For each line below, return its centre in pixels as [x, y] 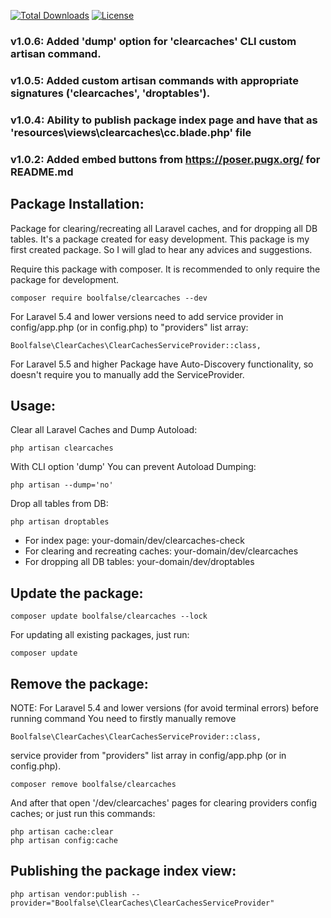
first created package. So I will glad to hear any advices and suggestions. [161, 249]
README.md [42, 172]
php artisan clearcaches [62, 448]
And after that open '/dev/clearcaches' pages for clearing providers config [164, 802]
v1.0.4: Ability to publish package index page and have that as [164, 120]
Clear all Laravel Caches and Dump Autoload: [104, 430]
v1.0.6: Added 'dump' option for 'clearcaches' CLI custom [153, 41]
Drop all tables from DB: [59, 504]
